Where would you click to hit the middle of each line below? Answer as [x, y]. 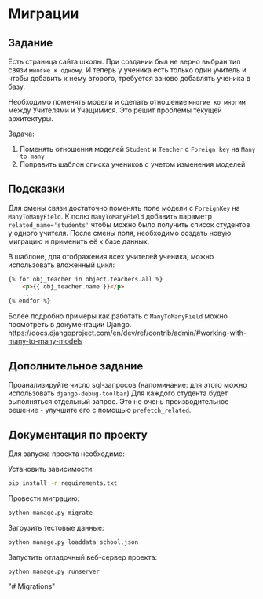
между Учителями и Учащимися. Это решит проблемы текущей [115, 110]
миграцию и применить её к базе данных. [79, 241]
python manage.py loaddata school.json [73, 542]
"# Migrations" [32, 586]
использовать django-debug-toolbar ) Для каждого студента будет [118, 393]
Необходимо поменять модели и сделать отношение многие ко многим [127, 102]
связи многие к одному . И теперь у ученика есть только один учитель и [127, 70]
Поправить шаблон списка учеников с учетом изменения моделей [132, 164]
